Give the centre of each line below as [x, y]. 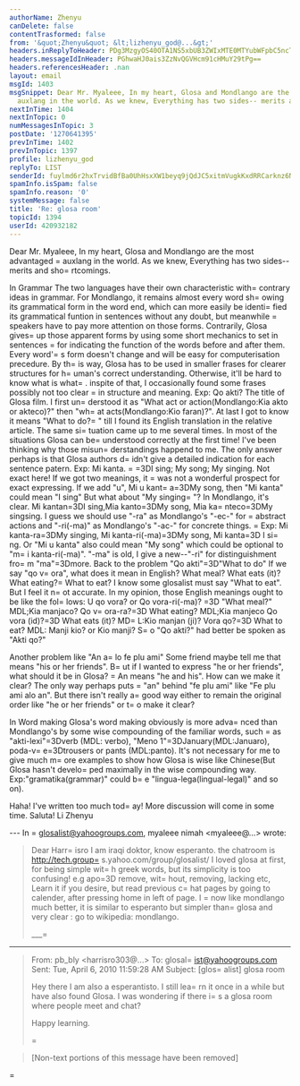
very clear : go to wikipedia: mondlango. [105, 916]
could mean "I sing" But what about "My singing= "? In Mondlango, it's [139, 497]
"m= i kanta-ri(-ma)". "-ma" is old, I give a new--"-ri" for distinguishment [143, 554]
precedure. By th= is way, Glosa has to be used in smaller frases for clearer [148, 363]
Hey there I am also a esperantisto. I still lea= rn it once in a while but [158, 987]
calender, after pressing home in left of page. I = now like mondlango [158, 897]
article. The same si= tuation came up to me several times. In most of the [143, 430]
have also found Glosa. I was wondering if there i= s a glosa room [151, 996]
